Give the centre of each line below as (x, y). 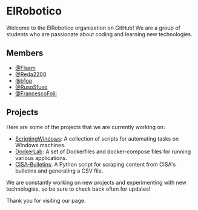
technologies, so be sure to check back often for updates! (78, 189)
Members (25, 53)
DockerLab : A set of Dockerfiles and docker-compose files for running (103, 151)
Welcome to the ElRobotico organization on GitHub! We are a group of (93, 28)
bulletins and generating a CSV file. (59, 171)
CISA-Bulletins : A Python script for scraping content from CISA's (95, 164)
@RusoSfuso (31, 87)
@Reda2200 (31, 74)
